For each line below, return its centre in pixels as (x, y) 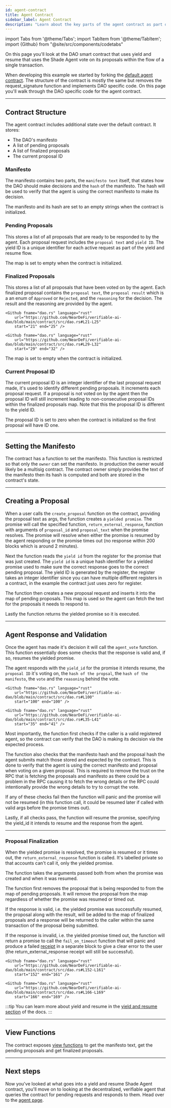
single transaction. (25, 65)
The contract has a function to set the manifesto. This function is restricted (84, 459)
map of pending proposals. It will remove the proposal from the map (77, 894)
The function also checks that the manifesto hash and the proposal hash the (85, 754)
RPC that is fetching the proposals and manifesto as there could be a (77, 776)
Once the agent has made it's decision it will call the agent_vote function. (82, 647)
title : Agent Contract (29, 15)
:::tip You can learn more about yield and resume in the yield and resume (81, 1006)
